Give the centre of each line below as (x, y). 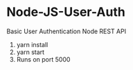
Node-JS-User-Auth (66, 12)
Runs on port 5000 (43, 59)
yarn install (32, 44)
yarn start (30, 52)
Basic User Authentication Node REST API (66, 31)
